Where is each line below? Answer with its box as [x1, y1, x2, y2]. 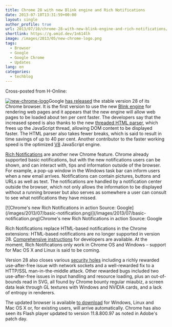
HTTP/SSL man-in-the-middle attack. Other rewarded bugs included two [5, 268, 159, 274]
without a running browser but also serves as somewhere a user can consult [5, 189, 167, 195]
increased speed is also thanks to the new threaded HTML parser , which [5, 120, 159, 126]
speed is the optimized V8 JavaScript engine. [5, 141, 101, 147]
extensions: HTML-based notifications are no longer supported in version [5, 230, 160, 237]
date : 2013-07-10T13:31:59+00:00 [5, 12, 77, 17]
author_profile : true [5, 21, 52, 27]
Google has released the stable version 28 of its [48, 98, 150, 104]
